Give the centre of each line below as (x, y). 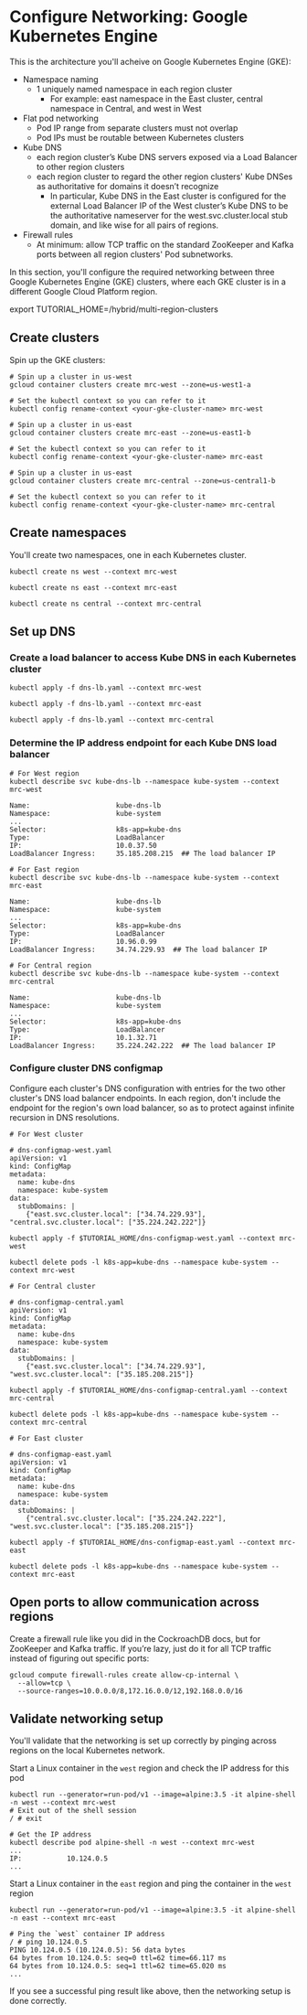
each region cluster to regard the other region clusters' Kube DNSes (164, 177)
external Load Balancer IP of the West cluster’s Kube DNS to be (169, 205)
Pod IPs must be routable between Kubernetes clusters (140, 137)
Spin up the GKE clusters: (58, 359)
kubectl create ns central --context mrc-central (106, 604)
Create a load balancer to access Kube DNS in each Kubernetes (153, 658)
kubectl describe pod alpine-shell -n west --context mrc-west (132, 1843)
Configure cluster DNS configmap (86, 1068)
